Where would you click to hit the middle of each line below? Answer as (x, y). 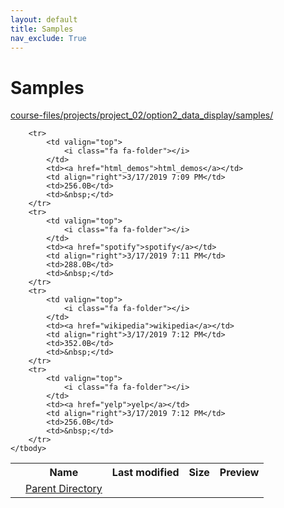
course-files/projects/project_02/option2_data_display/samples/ (142, 115)
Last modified (145, 473)
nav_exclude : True (48, 38)
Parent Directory (64, 489)
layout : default (44, 19)
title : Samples (42, 29)
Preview (239, 473)
